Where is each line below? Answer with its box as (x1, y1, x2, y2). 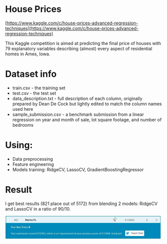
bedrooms (12, 122, 34, 128)
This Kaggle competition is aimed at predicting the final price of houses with (5, 40, 162, 46)
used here (12, 106, 33, 112)
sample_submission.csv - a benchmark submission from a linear (12, 111, 144, 117)
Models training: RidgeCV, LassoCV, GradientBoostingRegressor (12, 166, 144, 173)
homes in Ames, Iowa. (5, 51, 51, 57)
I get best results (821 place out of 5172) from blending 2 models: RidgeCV (5, 201, 158, 207)
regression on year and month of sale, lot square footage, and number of (12, 116, 162, 123)
